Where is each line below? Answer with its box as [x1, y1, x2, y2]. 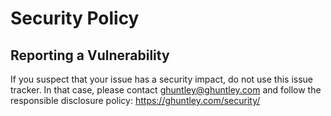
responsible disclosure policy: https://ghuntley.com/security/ [10, 95, 261, 106]
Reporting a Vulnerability [10, 47, 170, 64]
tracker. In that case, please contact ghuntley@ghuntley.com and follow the [10, 84, 322, 96]
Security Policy [10, 7, 140, 30]
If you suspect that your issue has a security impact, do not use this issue [10, 73, 314, 85]
